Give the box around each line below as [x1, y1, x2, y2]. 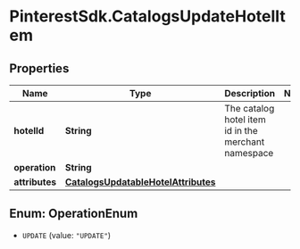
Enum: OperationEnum [9, 206, 138, 221]
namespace [224, 147, 274, 159]
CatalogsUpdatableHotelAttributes [65, 176, 216, 188]
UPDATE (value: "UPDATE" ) [21, 229, 112, 240]
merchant [224, 136, 265, 148]
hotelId [13, 125, 45, 137]
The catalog [224, 103, 275, 114]
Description [224, 87, 275, 99]
